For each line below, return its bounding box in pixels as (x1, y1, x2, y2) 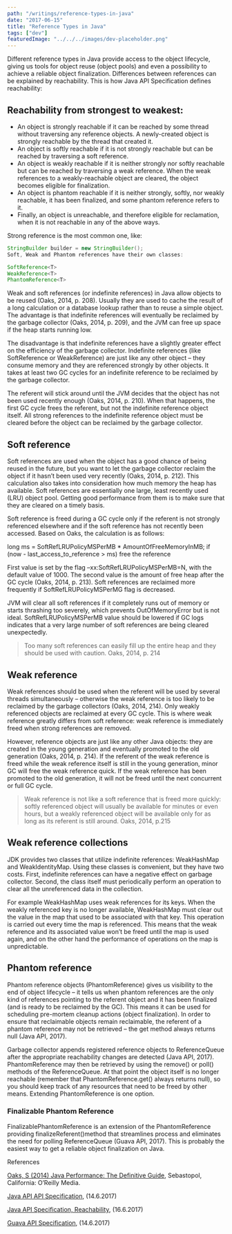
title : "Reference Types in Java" (7, 23, 107, 30)
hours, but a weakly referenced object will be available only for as (23, 810, 211, 818)
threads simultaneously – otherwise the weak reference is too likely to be (7, 694, 215, 702)
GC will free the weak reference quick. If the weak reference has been (7, 767, 207, 775)
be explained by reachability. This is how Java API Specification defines (7, 77, 212, 85)
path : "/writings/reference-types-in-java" (7, 10, 135, 17)
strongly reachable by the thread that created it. (17, 137, 153, 145)
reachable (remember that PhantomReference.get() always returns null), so (7, 1074, 221, 1083)
